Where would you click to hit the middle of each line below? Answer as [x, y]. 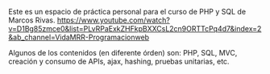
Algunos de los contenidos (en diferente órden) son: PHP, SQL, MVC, [123, 53]
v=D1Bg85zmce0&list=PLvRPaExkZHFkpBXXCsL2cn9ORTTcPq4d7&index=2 [135, 29]
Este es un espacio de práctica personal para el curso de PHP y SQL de [127, 12]
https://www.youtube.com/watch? [114, 20]
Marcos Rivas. [32, 20]
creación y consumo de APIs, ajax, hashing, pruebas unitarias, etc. [119, 61]
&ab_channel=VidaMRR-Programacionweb [79, 37]
